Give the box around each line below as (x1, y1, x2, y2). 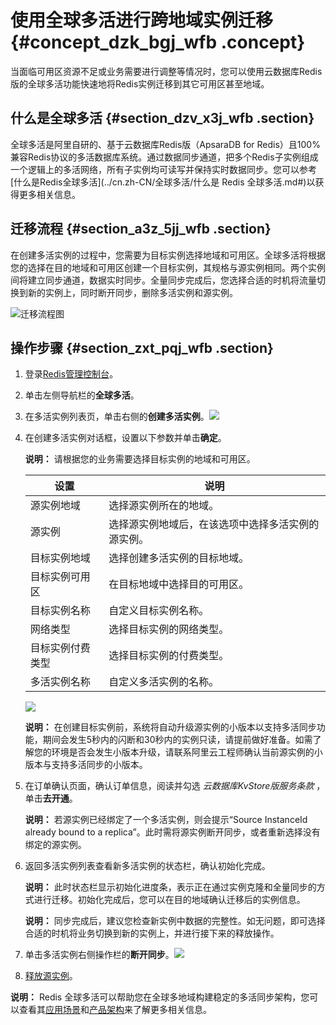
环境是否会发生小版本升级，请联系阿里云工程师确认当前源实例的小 (51, 746, 323, 758)
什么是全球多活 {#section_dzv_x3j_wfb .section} (10, 110, 315, 127)
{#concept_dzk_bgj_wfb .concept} (10, 31, 306, 54)
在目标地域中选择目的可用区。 (108, 577, 250, 591)
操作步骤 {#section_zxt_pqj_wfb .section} (10, 339, 274, 356)
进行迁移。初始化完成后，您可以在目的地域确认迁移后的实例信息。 (33, 894, 306, 906)
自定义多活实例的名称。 (108, 675, 220, 689)
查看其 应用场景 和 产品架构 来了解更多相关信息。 (18, 1004, 212, 1016)
